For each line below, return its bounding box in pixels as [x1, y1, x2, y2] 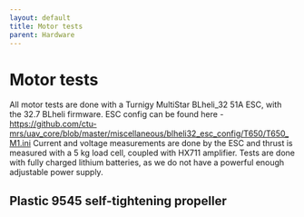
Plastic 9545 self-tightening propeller [9, 192, 227, 209]
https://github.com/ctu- [9, 119, 97, 130]
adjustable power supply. [9, 167, 103, 178]
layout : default [9, 13, 71, 23]
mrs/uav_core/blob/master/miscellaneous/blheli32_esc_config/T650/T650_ [9, 128, 289, 139]
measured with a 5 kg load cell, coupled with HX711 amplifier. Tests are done [9, 147, 295, 159]
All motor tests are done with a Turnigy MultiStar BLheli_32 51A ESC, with [9, 99, 282, 110]
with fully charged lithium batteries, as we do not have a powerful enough [9, 157, 285, 168]
